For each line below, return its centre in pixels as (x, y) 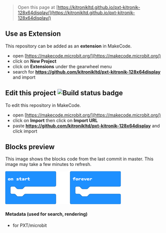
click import (25, 131)
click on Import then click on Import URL (55, 120)
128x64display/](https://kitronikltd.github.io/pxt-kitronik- (76, 13)
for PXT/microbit (30, 225)
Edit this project (31, 93)
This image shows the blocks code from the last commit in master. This (79, 159)
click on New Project (34, 61)
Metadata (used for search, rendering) (46, 214)
